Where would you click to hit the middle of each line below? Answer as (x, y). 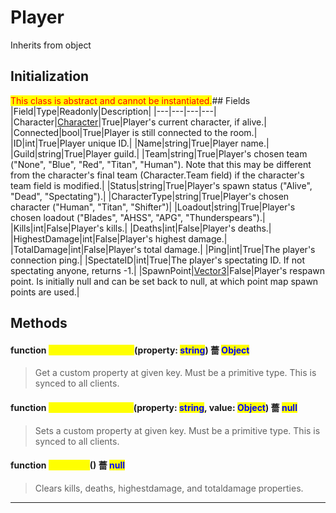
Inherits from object (51, 45)
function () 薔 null (68, 465)
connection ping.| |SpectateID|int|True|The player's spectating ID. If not (157, 260)
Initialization (50, 76)
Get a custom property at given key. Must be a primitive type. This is (175, 373)
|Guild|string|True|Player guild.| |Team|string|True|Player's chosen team (159, 153)
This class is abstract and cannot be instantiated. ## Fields (130, 100)
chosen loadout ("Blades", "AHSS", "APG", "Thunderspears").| (138, 217)
